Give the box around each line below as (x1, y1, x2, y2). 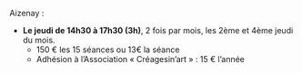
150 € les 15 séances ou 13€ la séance (35, 44, 180, 55)
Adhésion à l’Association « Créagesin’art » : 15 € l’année (35, 54, 246, 64)
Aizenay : (9, 8, 45, 18)
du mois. (22, 35, 56, 45)
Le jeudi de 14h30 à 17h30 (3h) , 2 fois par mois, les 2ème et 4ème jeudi (22, 25, 294, 35)
